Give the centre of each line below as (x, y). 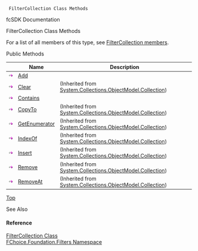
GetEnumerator (36, 124)
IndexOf (28, 138)
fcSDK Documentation (33, 19)
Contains (29, 98)
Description (125, 67)
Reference (19, 223)
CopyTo (27, 109)
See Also (17, 209)
